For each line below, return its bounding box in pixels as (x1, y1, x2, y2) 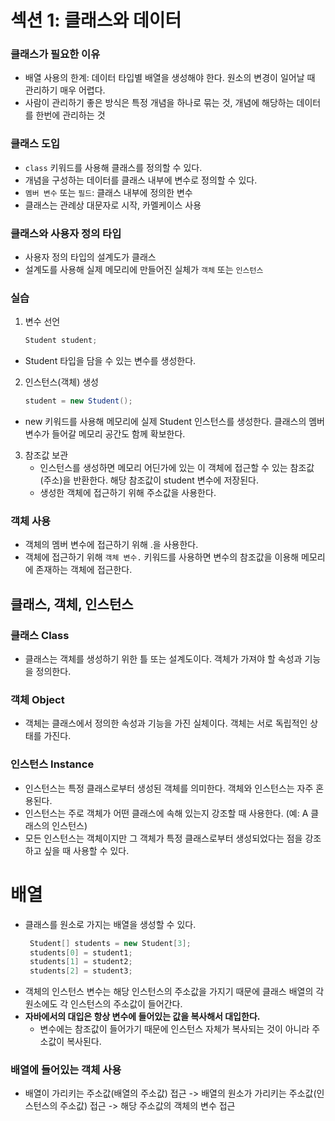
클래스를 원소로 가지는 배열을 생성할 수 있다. (24, 918, 197, 930)
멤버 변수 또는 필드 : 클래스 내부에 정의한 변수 (24, 186, 193, 198)
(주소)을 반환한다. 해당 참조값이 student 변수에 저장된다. (39, 474, 259, 486)
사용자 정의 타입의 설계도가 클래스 (24, 251, 157, 263)
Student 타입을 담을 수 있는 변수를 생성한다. (24, 355, 197, 367)
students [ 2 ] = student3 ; (29, 966, 133, 976)
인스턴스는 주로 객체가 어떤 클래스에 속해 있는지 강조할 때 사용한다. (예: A (24, 807, 309, 819)
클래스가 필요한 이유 (10, 47, 101, 61)
